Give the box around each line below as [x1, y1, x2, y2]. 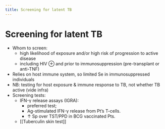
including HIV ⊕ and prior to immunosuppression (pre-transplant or [19, 60, 160, 67]
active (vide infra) [12, 87, 49, 93]
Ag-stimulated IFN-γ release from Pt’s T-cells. [27, 108, 121, 114]
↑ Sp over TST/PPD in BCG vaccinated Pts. [27, 113, 115, 119]
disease [19, 55, 36, 61]
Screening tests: [12, 92, 46, 98]
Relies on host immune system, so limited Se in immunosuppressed [12, 71, 150, 77]
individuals [12, 76, 35, 82]
